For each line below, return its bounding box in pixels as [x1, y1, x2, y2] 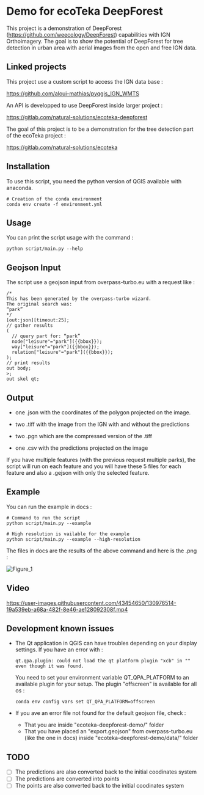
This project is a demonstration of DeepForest [6, 24, 122, 32]
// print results [6, 360, 51, 366]
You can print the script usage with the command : [6, 234, 134, 241]
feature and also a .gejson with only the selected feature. [6, 469, 150, 476]
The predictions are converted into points [15, 775, 120, 783]
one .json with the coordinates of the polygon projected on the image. [15, 409, 191, 416]
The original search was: [6, 301, 72, 307]
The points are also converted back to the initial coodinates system [15, 782, 184, 790]
